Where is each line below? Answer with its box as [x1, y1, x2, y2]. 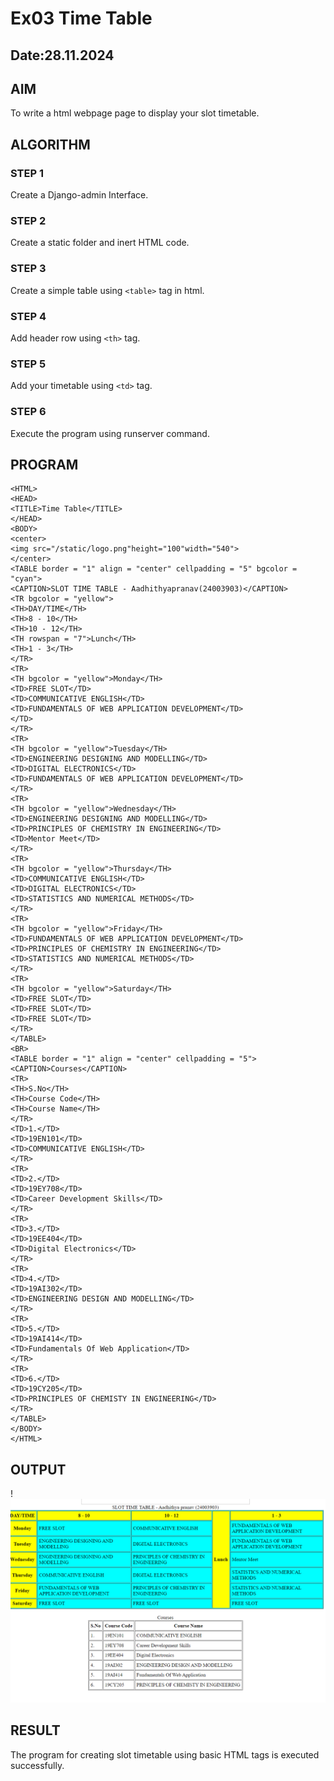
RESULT [10, 1722, 61, 1739]
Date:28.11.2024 [10, 47, 115, 64]
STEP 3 [10, 262, 47, 276]
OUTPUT [10, 1461, 67, 1478]
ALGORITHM [10, 136, 91, 153]
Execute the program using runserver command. [10, 427, 210, 439]
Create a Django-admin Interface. [10, 189, 149, 201]
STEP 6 [10, 405, 47, 419]
